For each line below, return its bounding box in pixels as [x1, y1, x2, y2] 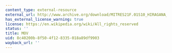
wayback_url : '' [5, 40, 40, 45]
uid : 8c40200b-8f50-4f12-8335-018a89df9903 [5, 36, 100, 41]
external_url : [5, 12, 36, 17]
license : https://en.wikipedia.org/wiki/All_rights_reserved [5, 21, 139, 27]
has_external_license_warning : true [5, 17, 83, 22]
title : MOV [5, 31, 29, 36]
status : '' [5, 26, 29, 31]
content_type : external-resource [5, 7, 77, 13]
